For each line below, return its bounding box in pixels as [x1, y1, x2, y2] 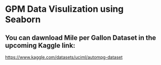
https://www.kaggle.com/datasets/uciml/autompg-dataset [5, 54, 123, 60]
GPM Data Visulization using [5, 3, 124, 15]
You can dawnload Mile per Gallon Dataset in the [5, 33, 156, 42]
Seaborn [5, 14, 41, 25]
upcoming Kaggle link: [5, 41, 76, 50]
